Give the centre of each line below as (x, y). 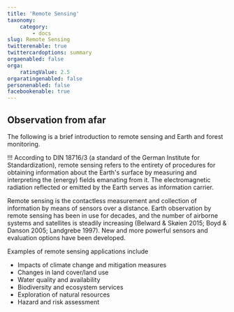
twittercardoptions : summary (50, 53)
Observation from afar (57, 120)
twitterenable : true (37, 46)
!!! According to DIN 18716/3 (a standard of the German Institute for (104, 157)
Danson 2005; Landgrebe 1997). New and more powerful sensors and (108, 230)
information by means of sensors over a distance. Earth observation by (109, 208)
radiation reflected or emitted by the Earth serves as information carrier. (111, 187)
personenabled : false (39, 85)
